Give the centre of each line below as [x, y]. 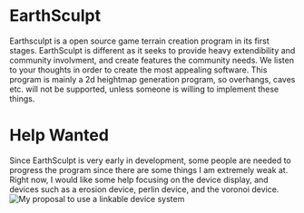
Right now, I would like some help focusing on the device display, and [139, 179]
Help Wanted [59, 136]
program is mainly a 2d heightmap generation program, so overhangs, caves [152, 79]
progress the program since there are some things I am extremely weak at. [149, 169]
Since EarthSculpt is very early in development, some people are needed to [151, 160]
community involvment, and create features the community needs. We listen [152, 60]
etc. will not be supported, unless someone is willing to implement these [144, 89]
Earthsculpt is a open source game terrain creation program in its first [139, 41]
